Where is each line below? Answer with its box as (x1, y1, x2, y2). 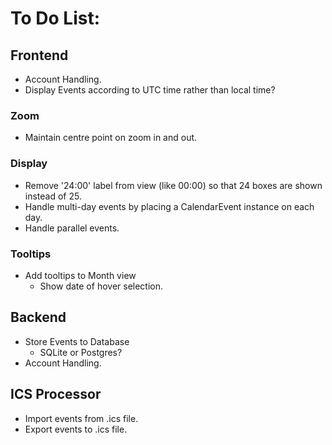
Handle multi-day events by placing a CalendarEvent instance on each (24, 200, 315, 212)
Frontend (10, 47, 69, 64)
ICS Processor (10, 386, 102, 403)
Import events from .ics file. (24, 412, 139, 424)
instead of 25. (24, 190, 82, 202)
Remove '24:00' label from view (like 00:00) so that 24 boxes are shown (24, 179, 323, 191)
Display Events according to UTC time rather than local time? (24, 84, 276, 96)
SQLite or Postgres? (39, 346, 123, 358)
